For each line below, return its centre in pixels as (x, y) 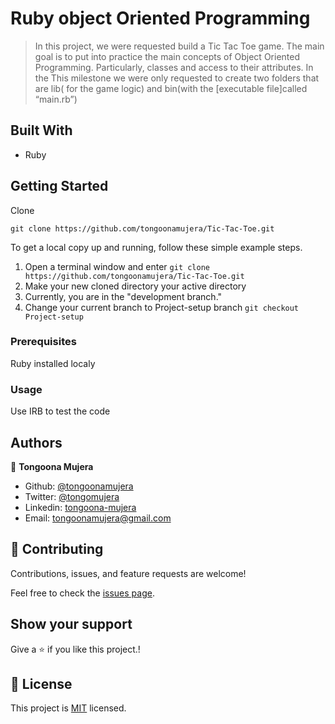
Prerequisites (43, 342)
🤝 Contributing (57, 549)
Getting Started (59, 186)
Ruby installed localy (53, 363)
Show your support (71, 624)
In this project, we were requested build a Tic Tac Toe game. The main (179, 46)
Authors (36, 442)
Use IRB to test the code (60, 411)
